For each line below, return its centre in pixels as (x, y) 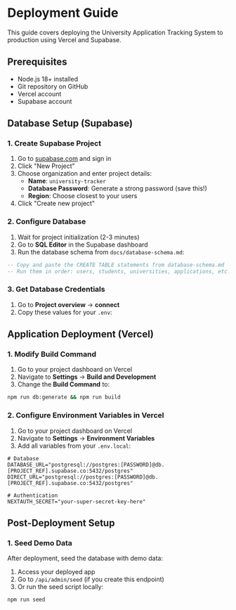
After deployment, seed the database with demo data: (85, 558)
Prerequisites (37, 62)
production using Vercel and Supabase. (64, 39)
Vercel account (39, 93)
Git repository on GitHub (53, 86)
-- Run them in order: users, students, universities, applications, (111, 271)
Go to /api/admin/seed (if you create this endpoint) (91, 579)
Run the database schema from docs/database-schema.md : (101, 252)
